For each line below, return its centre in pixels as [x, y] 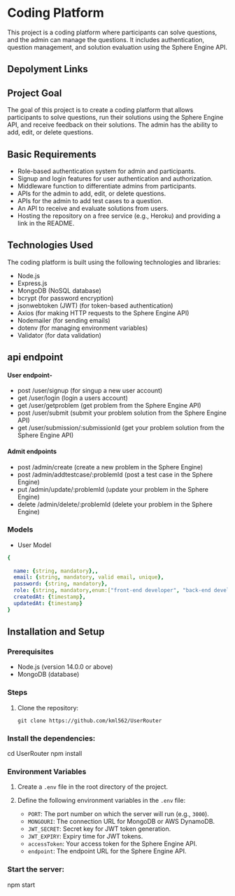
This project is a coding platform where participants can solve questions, [112, 32]
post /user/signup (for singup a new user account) [90, 391]
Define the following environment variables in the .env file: [101, 801]
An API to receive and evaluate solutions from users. [93, 208]
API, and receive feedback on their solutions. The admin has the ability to [113, 125]
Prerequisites [30, 652]
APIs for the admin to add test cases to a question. [90, 200]
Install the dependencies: [51, 738]
